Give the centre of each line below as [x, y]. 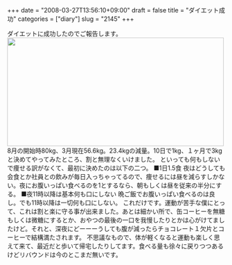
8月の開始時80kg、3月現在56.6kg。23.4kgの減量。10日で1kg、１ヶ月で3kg [115, 151]
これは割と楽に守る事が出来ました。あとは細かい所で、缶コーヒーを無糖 [122, 211]
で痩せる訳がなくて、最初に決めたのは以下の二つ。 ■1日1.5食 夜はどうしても [116, 168]
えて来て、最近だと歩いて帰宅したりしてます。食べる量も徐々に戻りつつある [115, 246]
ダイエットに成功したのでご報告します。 [65, 34]
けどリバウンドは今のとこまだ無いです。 [65, 255]
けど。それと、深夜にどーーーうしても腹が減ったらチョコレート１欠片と [116, 229]
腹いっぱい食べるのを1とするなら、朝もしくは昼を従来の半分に [126, 185]
